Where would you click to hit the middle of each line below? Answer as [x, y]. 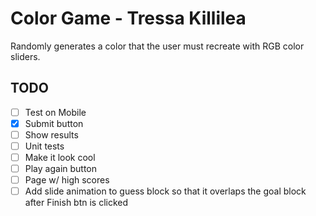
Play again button [61, 169]
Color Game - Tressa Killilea [128, 18]
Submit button [54, 123]
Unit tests [44, 146]
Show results [51, 134]
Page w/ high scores [67, 180]
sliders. [25, 56]
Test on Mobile [55, 112]
